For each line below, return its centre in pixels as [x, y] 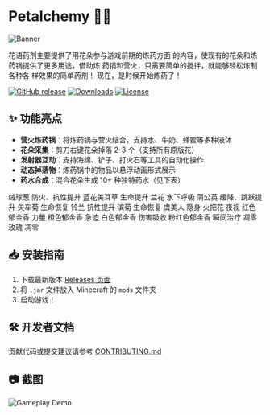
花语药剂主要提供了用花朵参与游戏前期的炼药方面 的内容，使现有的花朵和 [129, 55]
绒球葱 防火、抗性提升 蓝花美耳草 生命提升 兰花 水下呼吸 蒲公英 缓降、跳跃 [132, 197]
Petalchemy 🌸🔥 [60, 16]
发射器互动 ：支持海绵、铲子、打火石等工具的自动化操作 [112, 159]
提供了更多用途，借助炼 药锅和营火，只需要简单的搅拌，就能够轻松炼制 [140, 65]
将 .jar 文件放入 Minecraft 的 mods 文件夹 [88, 290]
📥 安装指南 [36, 255]
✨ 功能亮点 [35, 119]
